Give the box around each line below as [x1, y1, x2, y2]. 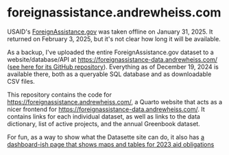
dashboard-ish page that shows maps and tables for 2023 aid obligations [7, 140, 215, 148]
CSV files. [7, 77, 36, 85]
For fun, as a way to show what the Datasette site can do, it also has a [7, 132, 204, 141]
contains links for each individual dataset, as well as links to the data [7, 112, 201, 121]
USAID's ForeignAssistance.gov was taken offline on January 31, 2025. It [7, 27, 213, 36]
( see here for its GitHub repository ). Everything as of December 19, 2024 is [7, 62, 219, 71]
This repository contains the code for [7, 91, 112, 99]
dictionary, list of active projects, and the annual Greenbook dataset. [7, 119, 200, 128]
